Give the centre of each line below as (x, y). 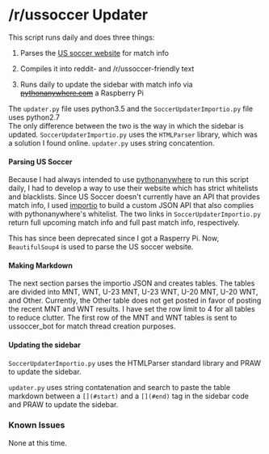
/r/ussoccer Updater (78, 15)
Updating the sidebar (44, 345)
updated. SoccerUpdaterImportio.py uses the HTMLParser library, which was (133, 134)
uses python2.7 (34, 117)
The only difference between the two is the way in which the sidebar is (126, 125)
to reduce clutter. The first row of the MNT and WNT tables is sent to (123, 318)
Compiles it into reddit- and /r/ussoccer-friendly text (107, 68)
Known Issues (37, 425)
